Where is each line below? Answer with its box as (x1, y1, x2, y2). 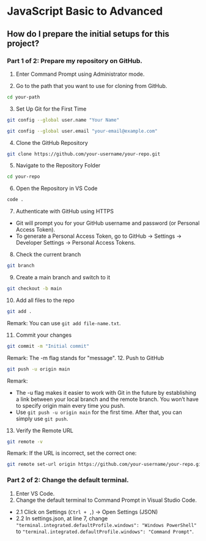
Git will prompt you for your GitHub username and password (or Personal (15, 219, 200, 227)
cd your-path (7, 94, 40, 100)
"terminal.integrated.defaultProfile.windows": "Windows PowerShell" (15, 522, 197, 528)
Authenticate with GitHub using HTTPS (15, 208, 114, 215)
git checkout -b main (7, 285, 62, 292)
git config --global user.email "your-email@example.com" (7, 128, 158, 134)
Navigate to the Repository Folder (15, 162, 101, 169)
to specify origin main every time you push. (15, 402, 125, 409)
